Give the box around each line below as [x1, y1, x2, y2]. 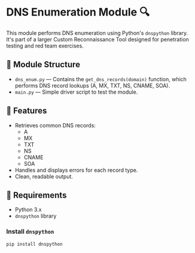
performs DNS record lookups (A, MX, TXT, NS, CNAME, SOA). [14, 82, 170, 89]
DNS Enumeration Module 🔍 [6, 5, 150, 19]
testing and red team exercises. [6, 42, 84, 49]
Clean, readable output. [14, 172, 74, 180]
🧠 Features [6, 106, 47, 116]
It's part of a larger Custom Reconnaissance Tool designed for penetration [6, 35, 190, 43]
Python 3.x [14, 206, 42, 213]
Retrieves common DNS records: [14, 121, 96, 129]
